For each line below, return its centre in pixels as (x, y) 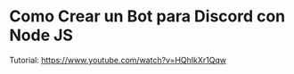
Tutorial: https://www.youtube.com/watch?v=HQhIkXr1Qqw (118, 60)
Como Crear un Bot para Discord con (147, 16)
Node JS (41, 35)
